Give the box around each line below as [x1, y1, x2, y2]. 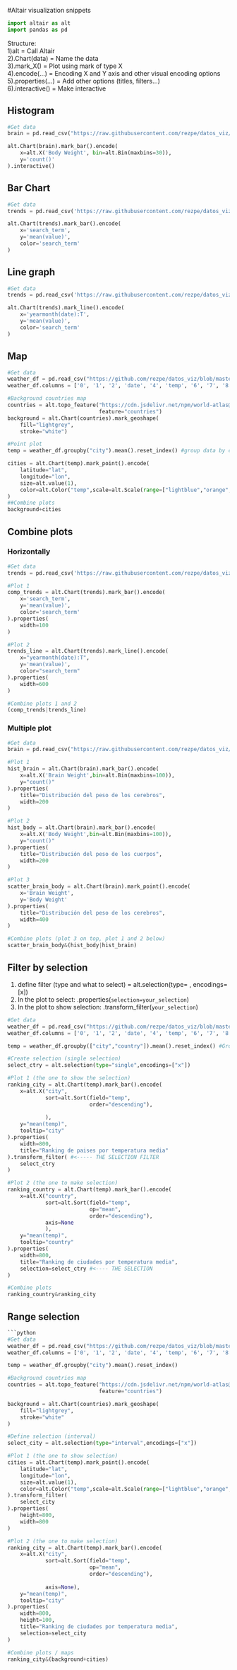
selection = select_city [20, 1630, 87, 1637]
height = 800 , [20, 1511, 55, 1519]
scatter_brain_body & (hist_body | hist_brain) [7, 942, 138, 949]
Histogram [7, 105, 55, 117]
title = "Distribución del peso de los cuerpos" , [20, 850, 162, 857]
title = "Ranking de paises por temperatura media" [20, 1147, 169, 1154]
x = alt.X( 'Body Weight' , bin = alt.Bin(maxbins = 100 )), [20, 831, 172, 838]
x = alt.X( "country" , [20, 1193, 78, 1200]
